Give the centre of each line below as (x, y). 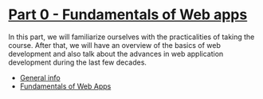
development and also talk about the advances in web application (116, 53)
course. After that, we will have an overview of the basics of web (115, 45)
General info (40, 77)
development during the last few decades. (78, 62)
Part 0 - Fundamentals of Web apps (128, 15)
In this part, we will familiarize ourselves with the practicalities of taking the (131, 37)
